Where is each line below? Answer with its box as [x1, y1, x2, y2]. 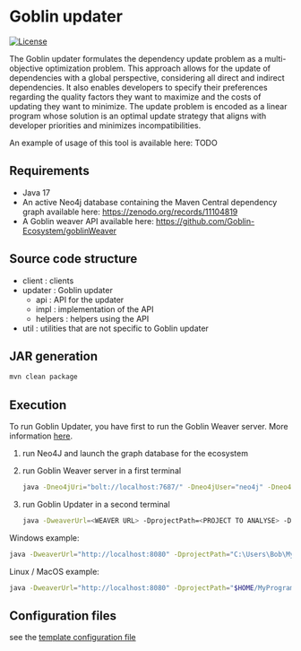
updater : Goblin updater [21, 284, 114, 295]
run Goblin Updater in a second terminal [21, 499, 170, 509]
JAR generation [9, 348, 99, 364]
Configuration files [9, 608, 116, 623]
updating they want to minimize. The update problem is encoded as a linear [9, 100, 288, 111]
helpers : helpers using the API [35, 313, 150, 324]
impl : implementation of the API [35, 303, 154, 315]
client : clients [21, 275, 74, 286]
